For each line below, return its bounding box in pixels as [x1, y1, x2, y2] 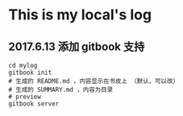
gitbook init [8, 68, 52, 77]
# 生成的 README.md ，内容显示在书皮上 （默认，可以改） [8, 77, 180, 85]
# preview [8, 93, 42, 101]
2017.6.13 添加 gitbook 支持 [8, 39, 145, 53]
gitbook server [8, 100, 60, 108]
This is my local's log [8, 6, 152, 24]
